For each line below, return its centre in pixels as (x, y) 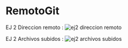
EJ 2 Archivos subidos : (35, 39)
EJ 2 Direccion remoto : (35, 27)
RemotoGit (33, 11)
